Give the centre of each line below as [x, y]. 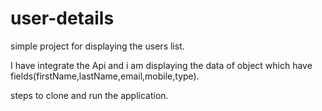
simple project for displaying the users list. [97, 46]
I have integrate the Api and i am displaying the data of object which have [161, 65]
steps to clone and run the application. [89, 95]
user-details [62, 18]
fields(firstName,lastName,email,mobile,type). [105, 76]
